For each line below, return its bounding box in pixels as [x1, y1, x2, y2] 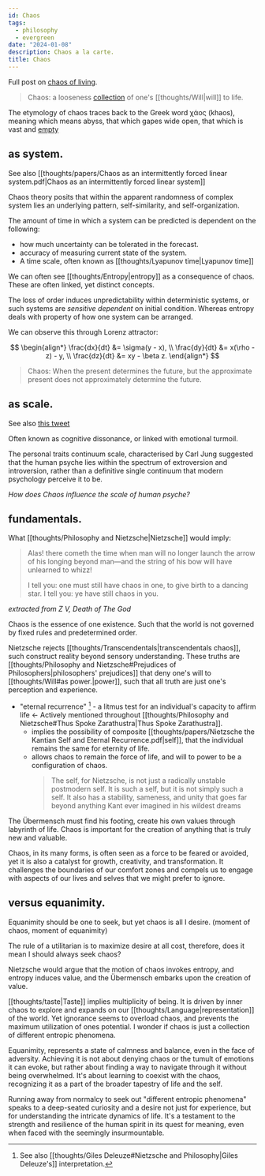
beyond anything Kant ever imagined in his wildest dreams [50, 800, 241, 810]
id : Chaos [8, 11, 41, 20]
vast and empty [8, 124, 59, 134]
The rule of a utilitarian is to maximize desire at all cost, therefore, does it [8, 941, 245, 950]
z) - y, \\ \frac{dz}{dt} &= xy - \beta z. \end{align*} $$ [45, 350, 220, 360]
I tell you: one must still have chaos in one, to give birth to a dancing [27, 581, 248, 590]
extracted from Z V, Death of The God [8, 605, 132, 614]
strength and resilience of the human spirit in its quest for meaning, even [8, 1119, 244, 1129]
